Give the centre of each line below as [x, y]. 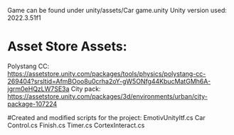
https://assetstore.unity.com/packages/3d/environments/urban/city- [107, 96]
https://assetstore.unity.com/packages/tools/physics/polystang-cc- [107, 73]
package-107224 [32, 104]
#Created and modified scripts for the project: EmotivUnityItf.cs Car [106, 117]
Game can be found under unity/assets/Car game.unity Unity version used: [117, 10]
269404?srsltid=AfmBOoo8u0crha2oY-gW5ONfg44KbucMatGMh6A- [109, 81]
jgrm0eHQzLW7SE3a [38, 89]
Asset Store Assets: [67, 47]
